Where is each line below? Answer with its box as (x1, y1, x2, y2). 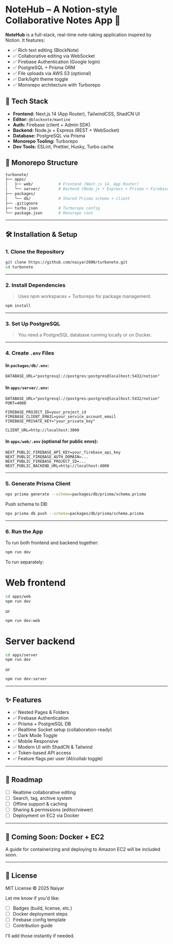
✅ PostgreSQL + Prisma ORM (12, 64, 76, 71)
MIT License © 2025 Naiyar (5, 885, 64, 891)
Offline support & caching (12, 800, 68, 807)
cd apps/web (5, 594, 31, 599)
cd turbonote (5, 265, 33, 270)
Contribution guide (12, 922, 53, 929)
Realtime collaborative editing (12, 789, 76, 795)
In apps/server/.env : (5, 384, 49, 391)
